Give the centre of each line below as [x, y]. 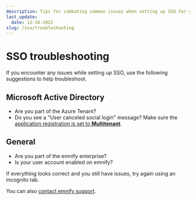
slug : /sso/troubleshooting [40, 28]
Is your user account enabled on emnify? [64, 162]
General [21, 142]
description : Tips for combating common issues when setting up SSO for [96, 11]
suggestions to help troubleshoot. [46, 79]
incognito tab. [23, 180]
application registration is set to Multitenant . [68, 124]
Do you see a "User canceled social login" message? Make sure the [96, 117]
